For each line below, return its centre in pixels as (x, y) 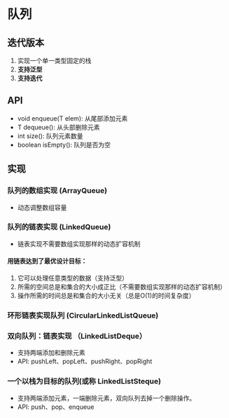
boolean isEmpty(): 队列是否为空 (64, 144)
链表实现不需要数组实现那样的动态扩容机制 (79, 243)
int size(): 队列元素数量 (50, 136)
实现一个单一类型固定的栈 (54, 61)
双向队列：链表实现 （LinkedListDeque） (77, 336)
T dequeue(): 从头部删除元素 (58, 127)
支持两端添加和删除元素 (51, 353)
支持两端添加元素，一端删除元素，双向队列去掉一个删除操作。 (106, 398)
